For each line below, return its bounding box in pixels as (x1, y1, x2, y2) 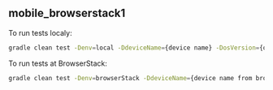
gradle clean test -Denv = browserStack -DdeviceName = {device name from (8, 74, 253, 82)
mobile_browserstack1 (8, 6, 126, 20)
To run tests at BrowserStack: (8, 58, 108, 68)
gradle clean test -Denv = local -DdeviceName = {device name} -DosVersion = (8, 44, 260, 52)
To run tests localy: (8, 28, 72, 37)
